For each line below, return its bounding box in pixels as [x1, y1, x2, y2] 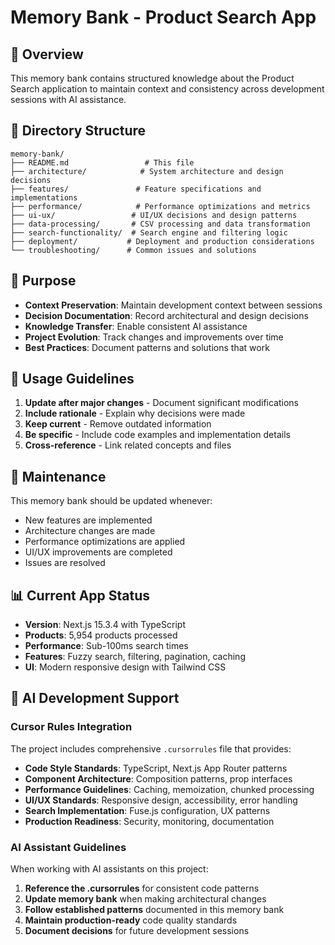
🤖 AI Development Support [10, 690, 180, 707]
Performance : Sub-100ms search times [24, 640, 189, 652]
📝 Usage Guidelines [10, 371, 135, 388]
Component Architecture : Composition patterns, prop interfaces [24, 772, 293, 785]
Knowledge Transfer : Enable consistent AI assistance [24, 320, 248, 332]
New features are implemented [24, 514, 153, 526]
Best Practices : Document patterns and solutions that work [24, 341, 270, 353]
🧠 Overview [10, 46, 84, 63]
